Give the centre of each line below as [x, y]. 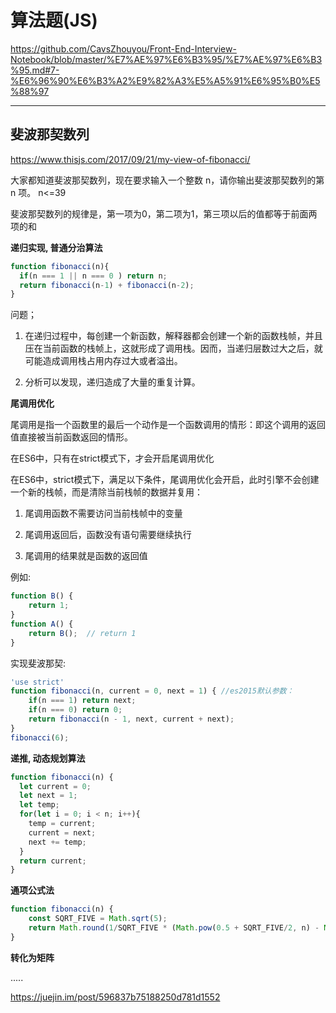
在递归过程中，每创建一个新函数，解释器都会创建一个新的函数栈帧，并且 [173, 336]
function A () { [42, 624]
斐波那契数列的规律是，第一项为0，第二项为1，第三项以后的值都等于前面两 [164, 213]
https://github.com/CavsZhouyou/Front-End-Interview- [123, 48]
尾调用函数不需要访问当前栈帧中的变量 [103, 513]
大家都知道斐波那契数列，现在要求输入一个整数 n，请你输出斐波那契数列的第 [167, 180]
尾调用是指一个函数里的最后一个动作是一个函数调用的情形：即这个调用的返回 [168, 425]
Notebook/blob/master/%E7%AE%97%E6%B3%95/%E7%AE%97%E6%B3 [166, 59]
